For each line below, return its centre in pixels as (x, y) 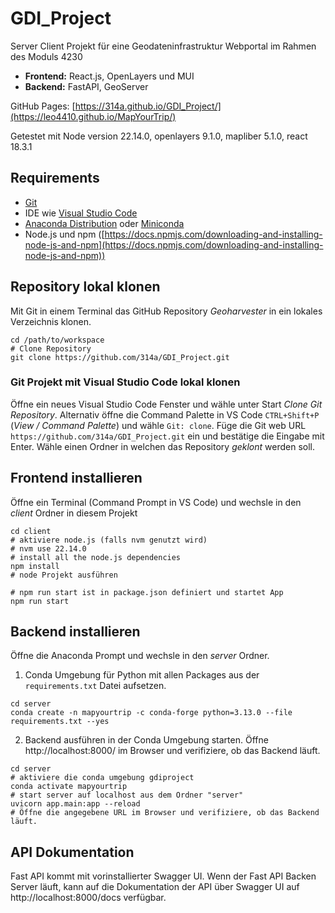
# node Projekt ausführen (64, 575)
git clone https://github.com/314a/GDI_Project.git (120, 357)
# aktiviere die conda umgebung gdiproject (102, 778)
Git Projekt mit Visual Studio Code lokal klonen (125, 382)
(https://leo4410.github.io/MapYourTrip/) (93, 116)
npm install (35, 566)
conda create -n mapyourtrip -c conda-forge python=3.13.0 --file (151, 713)
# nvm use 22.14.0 (48, 548)
